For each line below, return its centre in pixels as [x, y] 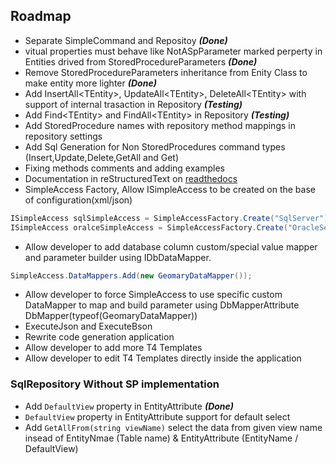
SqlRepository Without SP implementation [115, 384]
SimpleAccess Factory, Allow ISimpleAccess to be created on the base [170, 189]
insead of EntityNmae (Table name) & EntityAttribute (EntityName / [161, 438]
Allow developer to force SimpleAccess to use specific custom [153, 295]
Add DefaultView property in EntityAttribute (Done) [129, 406]
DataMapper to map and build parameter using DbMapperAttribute [162, 305]
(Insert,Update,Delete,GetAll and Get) [101, 157]
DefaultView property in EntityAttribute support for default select [157, 416]
